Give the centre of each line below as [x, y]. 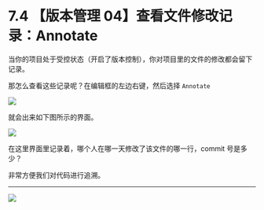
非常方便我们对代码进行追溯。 [56, 175]
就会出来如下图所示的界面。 [53, 117]
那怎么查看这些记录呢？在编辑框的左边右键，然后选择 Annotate [109, 85]
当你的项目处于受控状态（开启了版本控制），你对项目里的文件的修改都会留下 [130, 59]
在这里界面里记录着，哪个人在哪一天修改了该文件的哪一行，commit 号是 [125, 148]
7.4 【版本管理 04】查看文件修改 [114, 16]
